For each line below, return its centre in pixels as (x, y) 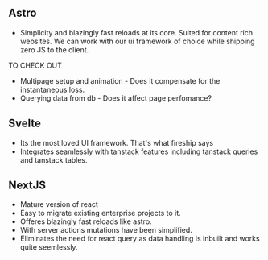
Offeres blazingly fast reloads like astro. (86, 221)
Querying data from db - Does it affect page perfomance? (115, 98)
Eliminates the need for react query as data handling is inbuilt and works (140, 239)
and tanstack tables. (54, 159)
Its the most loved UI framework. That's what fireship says (117, 142)
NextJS (27, 186)
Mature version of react (59, 204)
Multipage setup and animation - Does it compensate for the (120, 80)
